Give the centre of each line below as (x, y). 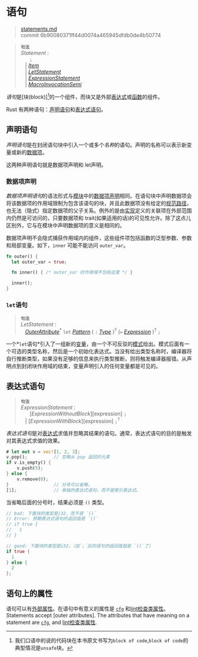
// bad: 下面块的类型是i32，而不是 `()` (52, 513)
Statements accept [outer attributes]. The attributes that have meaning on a (98, 615)
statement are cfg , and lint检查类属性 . (52, 622)
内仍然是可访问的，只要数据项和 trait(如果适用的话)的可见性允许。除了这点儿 (99, 218)
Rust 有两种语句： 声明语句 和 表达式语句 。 (56, 109)
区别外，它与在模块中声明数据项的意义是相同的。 (65, 225)
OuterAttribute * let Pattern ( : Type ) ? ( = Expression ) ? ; (93, 331)
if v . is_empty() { (29, 463)
